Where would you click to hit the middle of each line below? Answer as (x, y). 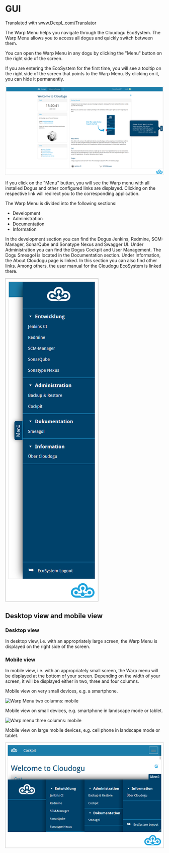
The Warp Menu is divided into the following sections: (61, 204)
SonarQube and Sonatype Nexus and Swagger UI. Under (85, 244)
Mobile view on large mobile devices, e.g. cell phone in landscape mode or (82, 730)
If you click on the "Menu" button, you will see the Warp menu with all (77, 183)
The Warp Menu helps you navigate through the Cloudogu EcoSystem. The (83, 32)
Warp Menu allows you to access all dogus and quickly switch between (79, 38)
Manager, (15, 244)
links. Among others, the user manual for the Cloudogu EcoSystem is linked (83, 266)
